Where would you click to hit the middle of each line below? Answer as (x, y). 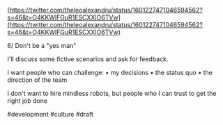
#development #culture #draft (51, 114)
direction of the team (37, 80)
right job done (27, 101)
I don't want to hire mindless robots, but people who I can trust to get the (112, 93)
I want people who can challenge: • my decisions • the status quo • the (110, 73)
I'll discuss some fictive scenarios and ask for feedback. (88, 59)
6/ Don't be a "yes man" (42, 45)
